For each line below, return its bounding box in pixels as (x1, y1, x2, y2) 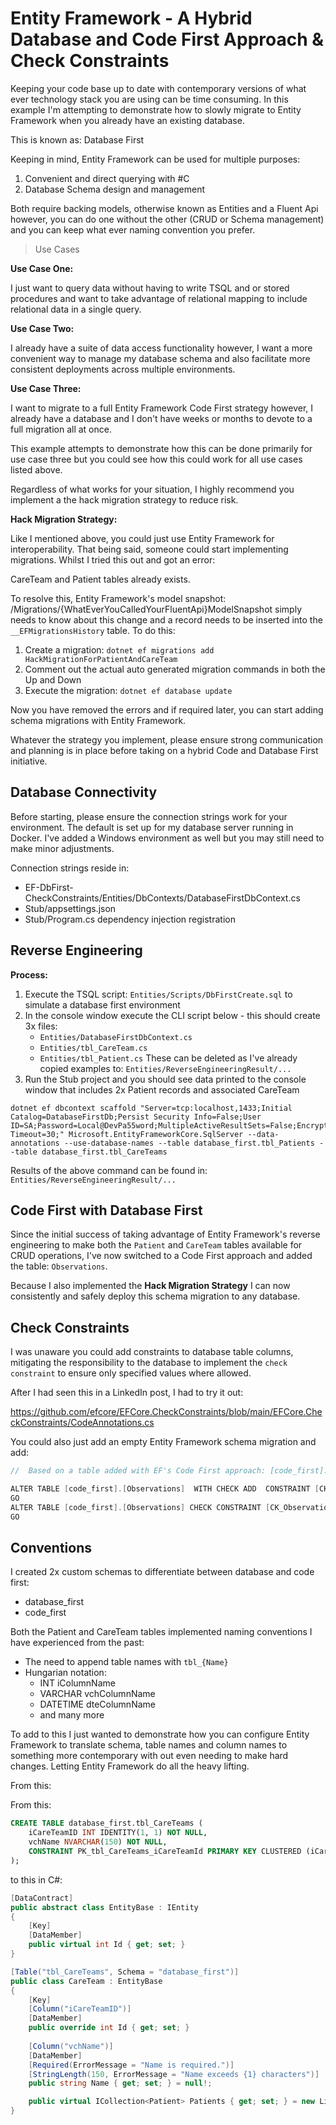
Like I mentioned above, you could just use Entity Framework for (10, 532, 275, 544)
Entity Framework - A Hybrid (10, 7, 253, 30)
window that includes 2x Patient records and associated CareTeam (24, 1083, 300, 1096)
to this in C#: (10, 1873, 63, 1886)
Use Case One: (10, 262, 74, 274)
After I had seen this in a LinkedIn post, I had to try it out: (10, 1387, 244, 1399)
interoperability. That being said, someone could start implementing (10, 543, 289, 555)
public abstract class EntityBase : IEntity (10, 1902, 199, 1912)
